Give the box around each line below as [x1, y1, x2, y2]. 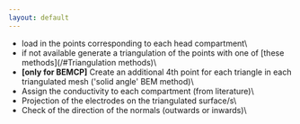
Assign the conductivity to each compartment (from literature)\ [21, 85, 254, 96]
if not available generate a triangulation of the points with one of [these [21, 47, 285, 58]
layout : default [8, 13, 69, 22]
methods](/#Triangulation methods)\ [21, 57, 157, 67]
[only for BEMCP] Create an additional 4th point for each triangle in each [21, 66, 292, 77]
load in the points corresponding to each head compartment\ [21, 38, 248, 49]
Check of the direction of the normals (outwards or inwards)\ [21, 104, 248, 115]
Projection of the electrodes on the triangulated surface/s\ [21, 95, 237, 106]
